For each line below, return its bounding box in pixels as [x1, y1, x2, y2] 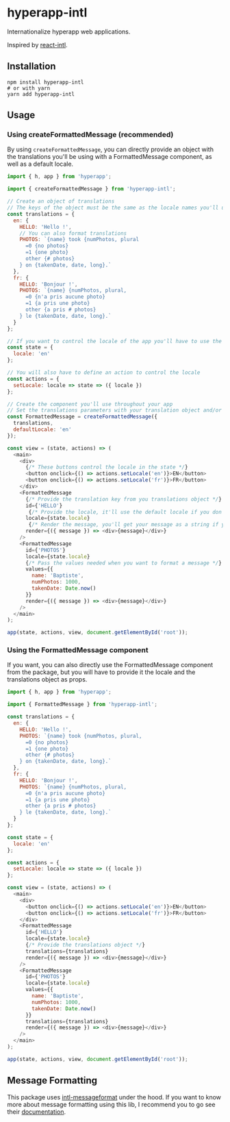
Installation [7, 60, 56, 73]
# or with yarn [7, 84, 51, 92]
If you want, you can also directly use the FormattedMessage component [7, 661, 214, 669]
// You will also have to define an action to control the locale [7, 369, 201, 376]
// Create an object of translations [7, 198, 115, 205]
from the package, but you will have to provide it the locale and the [7, 668, 196, 676]
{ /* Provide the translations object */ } [25, 942, 146, 949]
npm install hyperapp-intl [7, 79, 84, 86]
